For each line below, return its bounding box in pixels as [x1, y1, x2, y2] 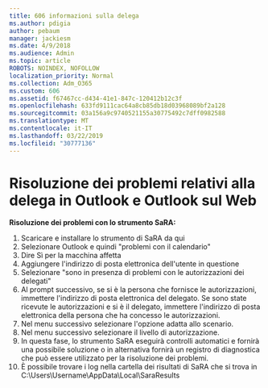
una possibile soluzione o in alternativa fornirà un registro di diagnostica [20, 344, 260, 355]
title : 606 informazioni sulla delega [9, 11, 139, 20]
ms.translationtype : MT [9, 117, 89, 125]
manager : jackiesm [9, 34, 71, 43]
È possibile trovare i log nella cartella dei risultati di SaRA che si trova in [20, 362, 258, 372]
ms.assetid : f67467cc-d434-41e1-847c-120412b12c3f [9, 94, 183, 102]
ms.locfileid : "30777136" [9, 139, 96, 148]
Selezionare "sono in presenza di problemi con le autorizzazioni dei [20, 268, 245, 277]
